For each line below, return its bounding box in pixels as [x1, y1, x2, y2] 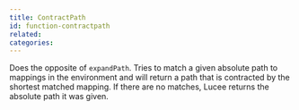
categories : [9, 38, 54, 47]
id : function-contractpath [9, 21, 110, 30]
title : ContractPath [9, 13, 87, 22]
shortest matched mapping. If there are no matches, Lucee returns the [9, 81, 269, 92]
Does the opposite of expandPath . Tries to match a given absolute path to [9, 63, 278, 73]
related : [9, 30, 42, 38]
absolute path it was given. [9, 91, 110, 102]
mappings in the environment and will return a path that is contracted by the [9, 72, 290, 83]
